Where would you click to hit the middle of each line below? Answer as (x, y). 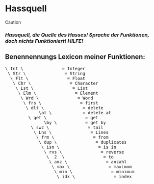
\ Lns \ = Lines (71, 132)
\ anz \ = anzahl (88, 162)
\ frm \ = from (72, 137)
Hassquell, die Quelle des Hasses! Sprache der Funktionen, (77, 35)
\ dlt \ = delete (65, 108)
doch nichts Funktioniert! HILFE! (44, 41)
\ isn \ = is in (79, 147)
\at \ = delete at (75, 113)
